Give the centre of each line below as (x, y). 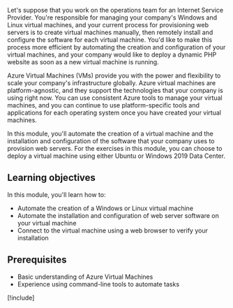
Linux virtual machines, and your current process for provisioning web (108, 25)
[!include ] (21, 298)
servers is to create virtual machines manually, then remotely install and (110, 32)
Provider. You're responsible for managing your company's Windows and (112, 17)
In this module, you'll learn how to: (57, 194)
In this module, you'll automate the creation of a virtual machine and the (111, 133)
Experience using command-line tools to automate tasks (98, 284)
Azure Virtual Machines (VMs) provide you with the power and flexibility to (114, 75)
